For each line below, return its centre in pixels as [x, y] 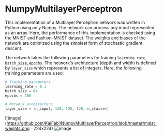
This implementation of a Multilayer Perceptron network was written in [75, 22]
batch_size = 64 [21, 91]
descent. [14, 48]
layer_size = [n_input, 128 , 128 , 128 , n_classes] [57, 109]
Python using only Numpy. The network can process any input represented [80, 27]
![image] [13, 118]
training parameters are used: [35, 73]
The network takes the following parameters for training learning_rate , [76, 57]
